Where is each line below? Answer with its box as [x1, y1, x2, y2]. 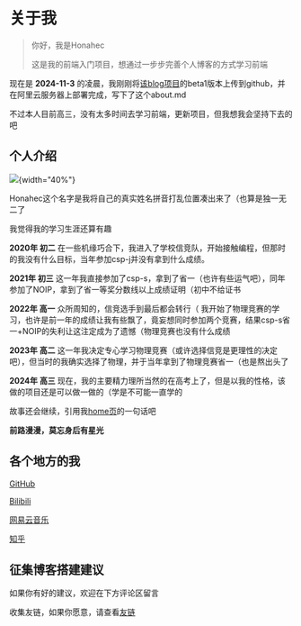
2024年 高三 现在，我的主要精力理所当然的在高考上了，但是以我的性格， [9, 375, 279, 386]
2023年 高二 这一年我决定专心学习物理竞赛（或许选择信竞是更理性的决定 [9, 344, 279, 356]
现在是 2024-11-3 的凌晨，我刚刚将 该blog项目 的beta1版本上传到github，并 [9, 77, 286, 88]
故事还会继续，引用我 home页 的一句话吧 [9, 405, 157, 416]
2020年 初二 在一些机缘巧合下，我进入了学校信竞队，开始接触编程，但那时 [9, 242, 286, 253]
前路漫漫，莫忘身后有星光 [9, 424, 104, 435]
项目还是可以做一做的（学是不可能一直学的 [24, 386, 182, 397]
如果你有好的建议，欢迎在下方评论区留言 [9, 587, 159, 599]
